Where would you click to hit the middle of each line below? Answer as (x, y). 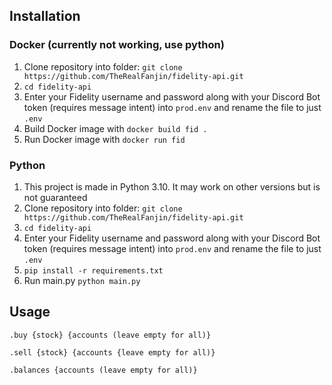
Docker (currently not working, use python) (117, 45)
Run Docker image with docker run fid (104, 139)
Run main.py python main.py (82, 280)
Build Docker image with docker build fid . (115, 128)
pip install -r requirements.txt (93, 270)
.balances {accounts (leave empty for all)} (103, 370)
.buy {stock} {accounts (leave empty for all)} (110, 335)
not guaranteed (55, 197)
